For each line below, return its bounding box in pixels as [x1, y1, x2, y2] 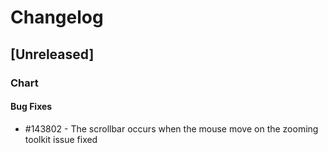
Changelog [10, 6, 104, 29]
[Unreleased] [10, 46, 95, 63]
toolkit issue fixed [24, 133, 98, 145]
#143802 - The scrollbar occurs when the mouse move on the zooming [24, 122, 319, 135]
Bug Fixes [10, 101, 53, 113]
